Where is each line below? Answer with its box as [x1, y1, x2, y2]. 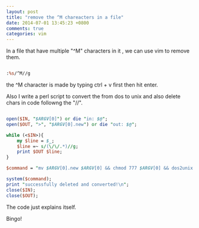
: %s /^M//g [6, 70, 31, 76]
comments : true [6, 25, 44, 32]
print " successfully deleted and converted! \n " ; [6, 181, 129, 187]
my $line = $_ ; [17, 138, 55, 144]
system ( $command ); [6, 176, 52, 182]
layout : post [6, 8, 39, 15]
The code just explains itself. [6, 204, 76, 211]
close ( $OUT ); [6, 192, 39, 199]
